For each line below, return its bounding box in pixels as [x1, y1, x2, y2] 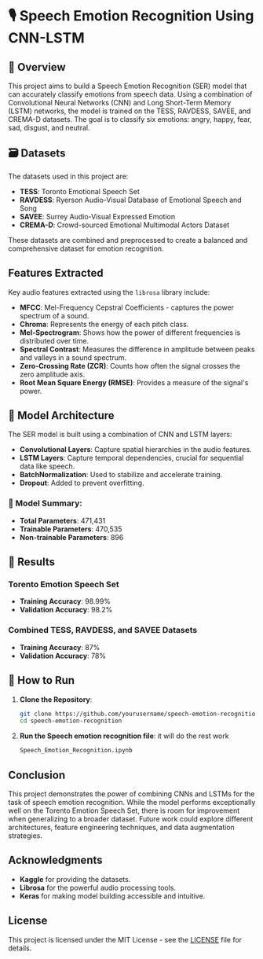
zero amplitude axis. [19, 369, 86, 379]
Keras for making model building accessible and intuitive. [19, 891, 206, 901]
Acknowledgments [8, 854, 104, 867]
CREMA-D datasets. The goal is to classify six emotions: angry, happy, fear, [8, 115, 253, 123]
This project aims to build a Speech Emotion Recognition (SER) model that [8, 81, 247, 90]
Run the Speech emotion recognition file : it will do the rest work [19, 731, 229, 740]
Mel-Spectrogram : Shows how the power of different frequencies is [19, 328, 241, 337]
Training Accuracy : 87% [19, 642, 100, 652]
